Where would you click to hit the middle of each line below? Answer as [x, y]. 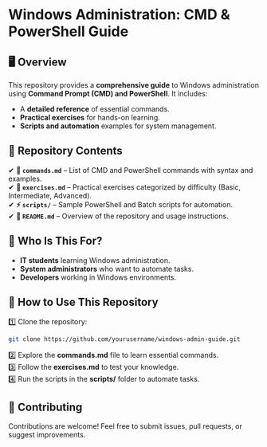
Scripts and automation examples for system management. [118, 126]
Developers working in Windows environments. [98, 277]
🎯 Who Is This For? [55, 241]
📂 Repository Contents [66, 151]
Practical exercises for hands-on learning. [90, 118]
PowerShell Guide [69, 31]
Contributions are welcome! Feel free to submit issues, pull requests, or [126, 426]
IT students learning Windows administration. [95, 260]
